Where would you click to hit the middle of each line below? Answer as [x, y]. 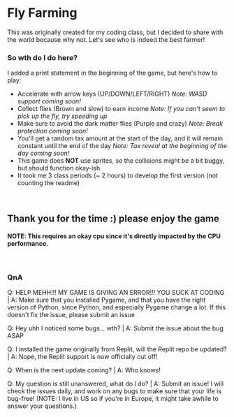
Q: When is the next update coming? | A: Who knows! [84, 370]
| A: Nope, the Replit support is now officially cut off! [82, 357]
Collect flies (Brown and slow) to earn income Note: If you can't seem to [121, 109]
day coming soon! [43, 153]
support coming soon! [49, 101]
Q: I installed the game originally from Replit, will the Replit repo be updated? [117, 349]
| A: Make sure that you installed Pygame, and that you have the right [107, 300]
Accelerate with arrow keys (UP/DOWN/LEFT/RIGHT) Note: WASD [112, 94]
